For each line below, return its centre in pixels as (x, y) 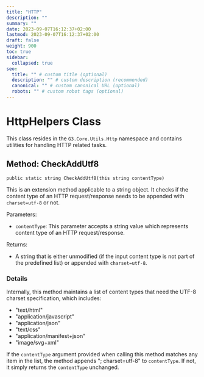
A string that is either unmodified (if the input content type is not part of (105, 256)
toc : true (19, 52)
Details (17, 278)
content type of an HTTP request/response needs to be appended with (95, 196)
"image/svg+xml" (37, 342)
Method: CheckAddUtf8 (53, 164)
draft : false (23, 40)
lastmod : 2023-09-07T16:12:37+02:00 (53, 35)
